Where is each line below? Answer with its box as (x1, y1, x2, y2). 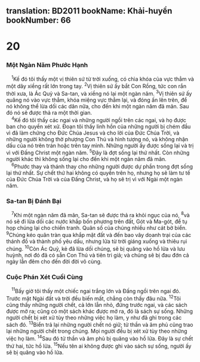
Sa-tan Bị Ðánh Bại (6, 197, 61, 205)
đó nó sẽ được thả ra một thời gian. (6, 109, 93, 116)
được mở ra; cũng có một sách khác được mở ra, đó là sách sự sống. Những (6, 308, 193, 315)
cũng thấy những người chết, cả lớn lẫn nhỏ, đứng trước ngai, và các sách (6, 301, 187, 308)
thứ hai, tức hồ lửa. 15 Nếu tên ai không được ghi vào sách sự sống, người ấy (6, 342, 192, 349)
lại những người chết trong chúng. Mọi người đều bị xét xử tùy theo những (6, 327, 187, 335)
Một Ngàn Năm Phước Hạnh (6, 60, 88, 69)
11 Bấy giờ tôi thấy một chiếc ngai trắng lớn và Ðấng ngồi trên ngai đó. (11, 287, 181, 295)
